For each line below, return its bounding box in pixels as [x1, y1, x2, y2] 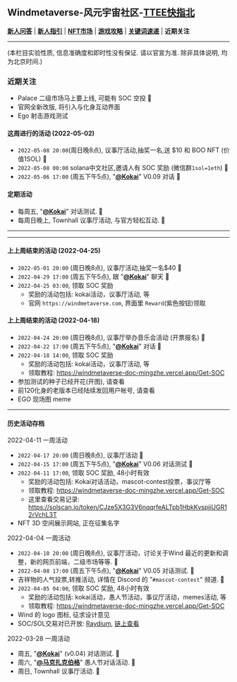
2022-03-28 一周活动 [7, 634, 71, 643]
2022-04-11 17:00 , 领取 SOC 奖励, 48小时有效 [17, 468, 150, 477]
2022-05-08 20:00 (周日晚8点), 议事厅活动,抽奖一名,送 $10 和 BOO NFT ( [17, 146, 224, 154]
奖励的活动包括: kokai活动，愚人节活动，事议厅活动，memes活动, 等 [28, 593, 227, 602]
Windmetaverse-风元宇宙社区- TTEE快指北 [7, 6, 195, 19]
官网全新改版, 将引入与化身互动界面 [17, 103, 121, 111]
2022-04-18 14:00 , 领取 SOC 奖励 [17, 351, 114, 359]
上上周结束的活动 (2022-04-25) [7, 246, 101, 255]
